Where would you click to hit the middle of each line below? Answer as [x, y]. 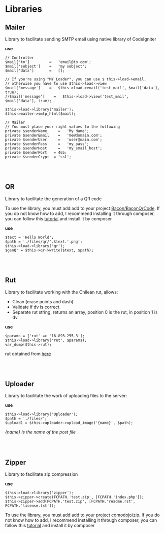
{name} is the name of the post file [41, 432]
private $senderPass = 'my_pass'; [47, 144]
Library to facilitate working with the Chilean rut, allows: [62, 292]
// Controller [20, 58]
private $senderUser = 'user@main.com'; [54, 140]
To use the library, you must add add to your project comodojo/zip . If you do [82, 515]
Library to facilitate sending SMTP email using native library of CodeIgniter [81, 39]
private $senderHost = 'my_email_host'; [54, 148]
